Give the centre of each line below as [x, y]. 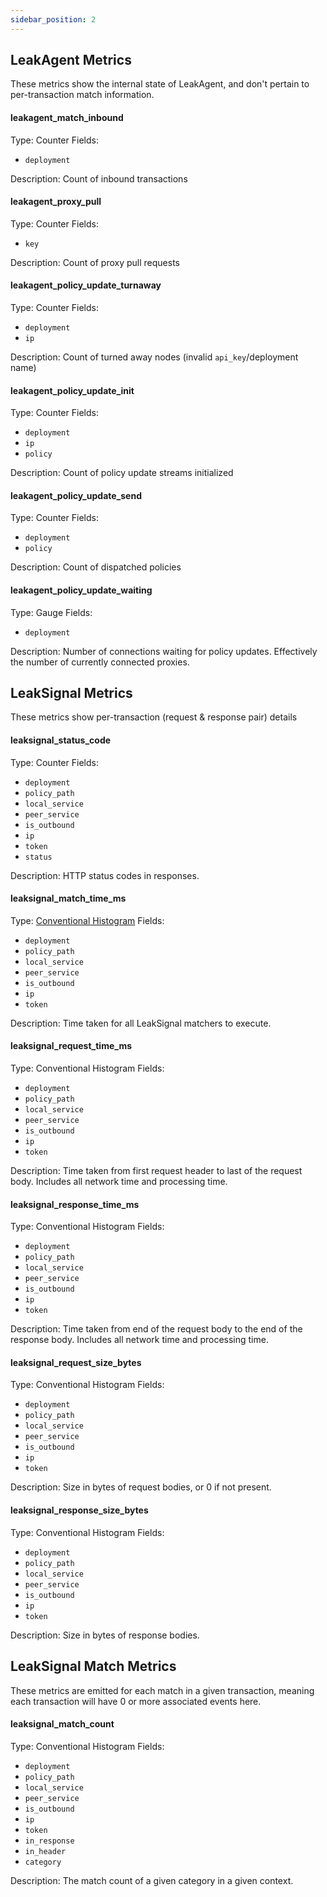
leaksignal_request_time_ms [71, 1046]
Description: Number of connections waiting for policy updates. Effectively [164, 651]
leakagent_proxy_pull [56, 202]
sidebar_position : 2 [53, 19]
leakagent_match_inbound [67, 118]
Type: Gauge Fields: [51, 612]
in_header [45, 1851]
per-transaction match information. [82, 95]
